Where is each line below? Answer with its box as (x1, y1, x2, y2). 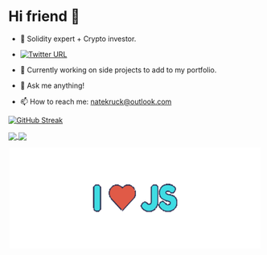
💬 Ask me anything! (19, 80, 85, 90)
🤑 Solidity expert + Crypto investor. (19, 34, 137, 43)
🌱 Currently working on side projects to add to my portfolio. (19, 64, 217, 75)
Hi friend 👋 (8, 7, 80, 26)
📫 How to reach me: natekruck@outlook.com (19, 97, 172, 106)
